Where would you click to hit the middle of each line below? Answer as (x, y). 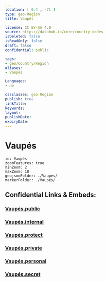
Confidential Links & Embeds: (51, 195)
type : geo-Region (23, 14)
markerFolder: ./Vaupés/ (30, 180)
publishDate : (18, 117)
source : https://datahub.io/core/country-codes (54, 32)
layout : (13, 113)
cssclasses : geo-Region (29, 94)
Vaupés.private (24, 248)
